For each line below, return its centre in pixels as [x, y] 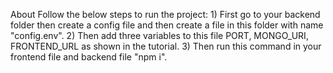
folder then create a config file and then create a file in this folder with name [167, 25]
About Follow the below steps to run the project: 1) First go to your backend [165, 14]
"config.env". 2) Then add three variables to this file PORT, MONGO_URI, [159, 35]
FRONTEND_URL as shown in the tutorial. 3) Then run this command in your [166, 46]
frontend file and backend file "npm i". [89, 57]
